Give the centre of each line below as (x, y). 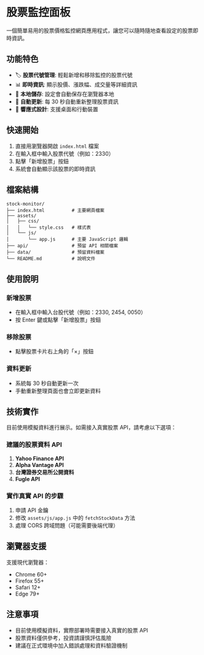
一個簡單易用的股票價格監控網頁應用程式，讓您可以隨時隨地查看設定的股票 (100, 30)
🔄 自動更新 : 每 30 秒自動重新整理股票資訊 (67, 102)
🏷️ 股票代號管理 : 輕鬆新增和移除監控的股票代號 (74, 75)
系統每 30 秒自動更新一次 (47, 383)
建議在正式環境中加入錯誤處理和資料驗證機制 (71, 645)
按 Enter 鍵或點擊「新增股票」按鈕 (58, 320)
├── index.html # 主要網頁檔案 (55, 210)
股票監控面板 (39, 12)
